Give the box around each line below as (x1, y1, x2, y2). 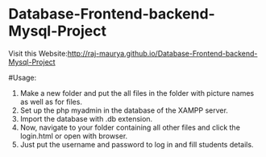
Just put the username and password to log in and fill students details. (19, 139, 254, 149)
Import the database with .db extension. (19, 114, 153, 123)
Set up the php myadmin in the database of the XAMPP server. (19, 105, 228, 115)
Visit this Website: (8, 48, 69, 58)
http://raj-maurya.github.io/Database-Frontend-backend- (67, 48, 258, 58)
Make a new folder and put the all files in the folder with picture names (19, 88, 255, 97)
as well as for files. (19, 97, 83, 106)
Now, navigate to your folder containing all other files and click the (19, 122, 240, 132)
